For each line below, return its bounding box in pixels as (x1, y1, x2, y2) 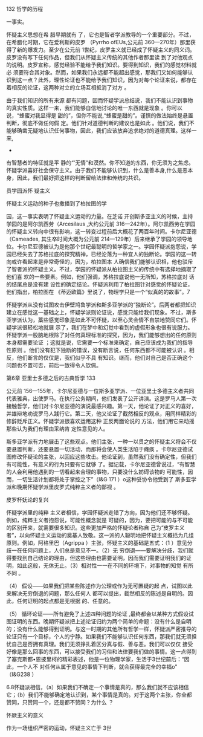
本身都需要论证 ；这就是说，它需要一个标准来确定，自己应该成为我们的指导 (6, 339, 193, 346)
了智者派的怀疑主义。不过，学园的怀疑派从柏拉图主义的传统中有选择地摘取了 (6, 265, 197, 273)
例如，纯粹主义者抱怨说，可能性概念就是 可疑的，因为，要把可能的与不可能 (6, 516, 193, 524)
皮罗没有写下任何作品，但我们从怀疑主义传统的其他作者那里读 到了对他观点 (6, 54, 193, 60)
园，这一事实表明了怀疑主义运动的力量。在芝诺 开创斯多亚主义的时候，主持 (6, 213, 193, 219)
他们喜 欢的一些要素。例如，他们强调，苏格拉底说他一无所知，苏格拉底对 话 (6, 273, 195, 280)
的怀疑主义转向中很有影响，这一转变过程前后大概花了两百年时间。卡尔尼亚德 (6, 228, 197, 235)
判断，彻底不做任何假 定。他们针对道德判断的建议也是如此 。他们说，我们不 (6, 120, 195, 126)
